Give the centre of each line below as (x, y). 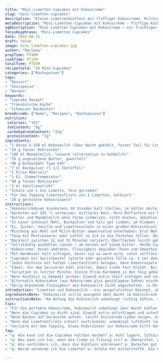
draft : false (18, 41)
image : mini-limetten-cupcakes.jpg (41, 46)
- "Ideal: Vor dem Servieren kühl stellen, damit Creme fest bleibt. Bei (81, 267)
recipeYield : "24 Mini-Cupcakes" (39, 69)
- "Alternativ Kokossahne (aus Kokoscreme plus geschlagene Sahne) (75, 281)
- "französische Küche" (29, 105)
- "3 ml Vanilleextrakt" (30, 186)
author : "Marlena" (24, 50)
